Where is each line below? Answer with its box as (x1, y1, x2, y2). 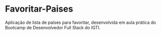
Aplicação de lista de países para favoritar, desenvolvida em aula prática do (5, 19, 156, 25)
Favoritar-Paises (5, 3, 74, 15)
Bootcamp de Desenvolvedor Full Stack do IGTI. (5, 24, 101, 30)
